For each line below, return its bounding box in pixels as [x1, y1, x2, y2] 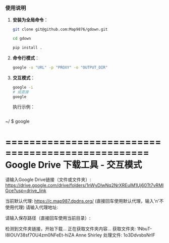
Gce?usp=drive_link [5, 188, 46, 194]
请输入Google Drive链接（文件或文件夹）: [5, 176, 92, 183]
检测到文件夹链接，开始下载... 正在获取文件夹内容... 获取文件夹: [5, 226, 136, 232]
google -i [12, 85, 34, 90]
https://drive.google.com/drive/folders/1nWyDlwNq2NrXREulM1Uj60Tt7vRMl [5, 183, 164, 189]
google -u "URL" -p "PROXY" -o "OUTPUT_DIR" [12, 65, 108, 70]
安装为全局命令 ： [12, 17, 48, 23]
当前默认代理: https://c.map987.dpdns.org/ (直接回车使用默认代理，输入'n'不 [5, 198, 164, 204]
